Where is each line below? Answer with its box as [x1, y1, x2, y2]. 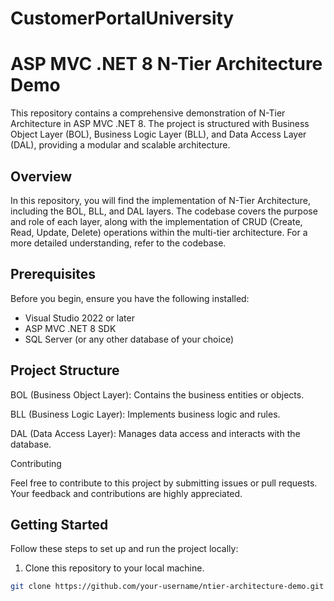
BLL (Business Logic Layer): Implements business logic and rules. [10, 408, 281, 420]
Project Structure [10, 362, 120, 379]
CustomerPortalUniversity [10, 7, 235, 30]
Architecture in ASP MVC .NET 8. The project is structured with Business [10, 118, 310, 130]
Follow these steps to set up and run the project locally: [10, 543, 239, 555]
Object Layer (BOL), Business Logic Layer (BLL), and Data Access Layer [10, 128, 307, 141]
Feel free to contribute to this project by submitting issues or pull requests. [10, 477, 318, 489]
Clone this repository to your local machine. [24, 562, 205, 574]
